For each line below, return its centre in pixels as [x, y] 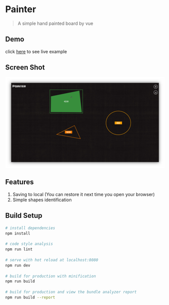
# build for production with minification [51, 276]
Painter [21, 9]
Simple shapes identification [42, 200]
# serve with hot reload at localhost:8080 [52, 260]
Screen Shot [25, 68]
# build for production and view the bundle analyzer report [71, 292]
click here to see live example [36, 51]
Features [19, 182]
